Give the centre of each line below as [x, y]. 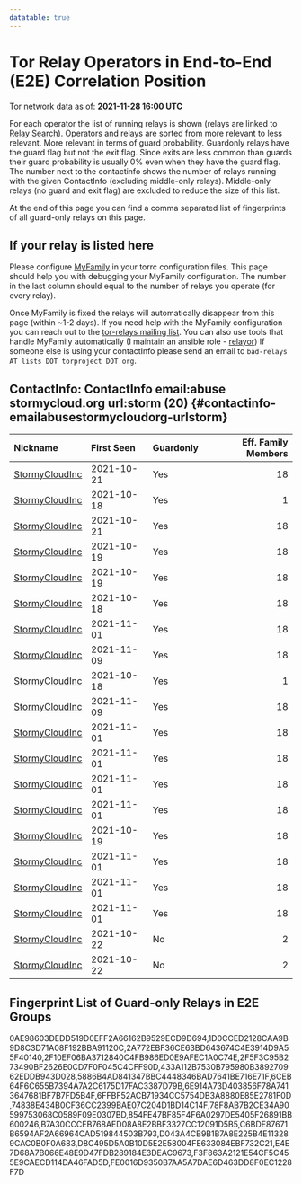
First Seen [114, 448]
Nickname [36, 448]
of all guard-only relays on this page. [77, 217]
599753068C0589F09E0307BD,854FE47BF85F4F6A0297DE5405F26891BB [151, 1114]
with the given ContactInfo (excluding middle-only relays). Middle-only [140, 181]
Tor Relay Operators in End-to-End [141, 62]
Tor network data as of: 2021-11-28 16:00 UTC [96, 106]
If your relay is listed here [82, 245]
